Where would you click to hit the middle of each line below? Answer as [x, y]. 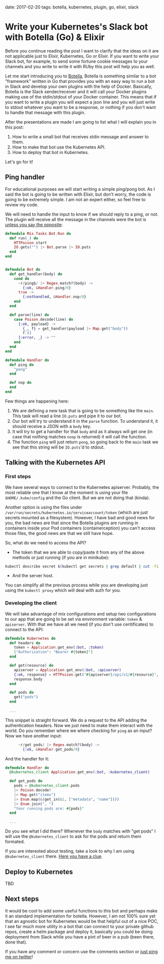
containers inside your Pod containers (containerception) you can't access [80, 528]
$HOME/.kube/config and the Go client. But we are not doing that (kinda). [78, 498]
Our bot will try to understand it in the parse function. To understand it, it [85, 421]
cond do [22, 279]
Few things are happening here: [37, 401]
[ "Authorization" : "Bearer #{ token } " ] [53, 652]
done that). [16, 942]
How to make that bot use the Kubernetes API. [59, 147]
